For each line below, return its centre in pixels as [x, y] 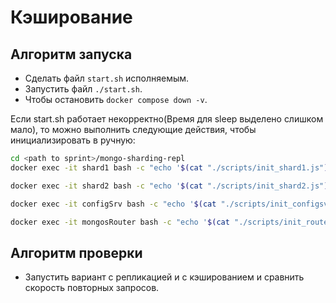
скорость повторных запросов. [92, 288]
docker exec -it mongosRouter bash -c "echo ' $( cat [120, 222]
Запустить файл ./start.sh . [83, 89]
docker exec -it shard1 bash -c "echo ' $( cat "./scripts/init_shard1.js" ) [169, 167]
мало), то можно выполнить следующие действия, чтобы [133, 129]
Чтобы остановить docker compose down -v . [116, 99]
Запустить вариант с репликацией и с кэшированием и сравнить [164, 277]
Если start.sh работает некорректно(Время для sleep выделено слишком [167, 119]
